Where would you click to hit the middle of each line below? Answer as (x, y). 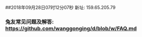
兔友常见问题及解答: (30, 22)
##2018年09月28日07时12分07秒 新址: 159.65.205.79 (60, 7)
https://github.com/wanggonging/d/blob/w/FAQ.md (71, 28)
